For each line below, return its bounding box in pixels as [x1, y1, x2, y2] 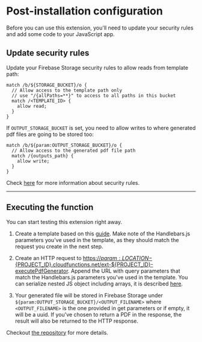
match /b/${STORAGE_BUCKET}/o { [6, 82, 87, 88]
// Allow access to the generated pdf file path [11, 148, 136, 154]
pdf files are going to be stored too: [6, 131, 94, 138]
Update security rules [6, 48, 90, 58]
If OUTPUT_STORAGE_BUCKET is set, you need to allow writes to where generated [6, 124, 196, 131]
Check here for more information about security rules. [6, 179, 140, 186]
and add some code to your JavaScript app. [6, 30, 115, 37]
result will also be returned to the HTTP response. [14, 317, 138, 325]
